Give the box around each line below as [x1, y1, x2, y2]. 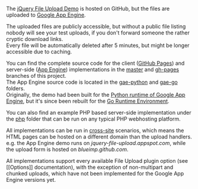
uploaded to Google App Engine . [6, 11, 86, 18]
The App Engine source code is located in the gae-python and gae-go [6, 78, 178, 86]
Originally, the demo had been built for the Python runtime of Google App [6, 92, 186, 98]
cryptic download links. [6, 36, 64, 42]
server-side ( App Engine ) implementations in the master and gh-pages [6, 66, 180, 73]
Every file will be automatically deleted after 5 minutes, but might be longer [6, 42, 190, 49]
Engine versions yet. [6, 177, 56, 183]
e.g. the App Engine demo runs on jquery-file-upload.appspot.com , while [6, 140, 186, 146]
